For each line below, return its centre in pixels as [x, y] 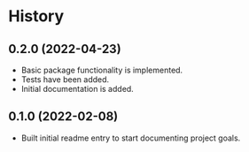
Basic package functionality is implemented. [102, 70]
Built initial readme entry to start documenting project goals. [131, 138]
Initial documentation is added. [77, 89]
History [36, 16]
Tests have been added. [65, 80]
